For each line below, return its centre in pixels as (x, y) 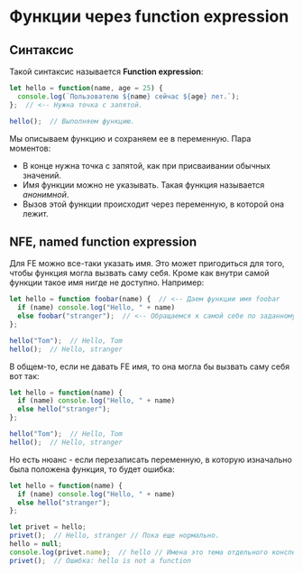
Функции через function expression (149, 17)
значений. (41, 175)
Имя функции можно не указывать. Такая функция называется (143, 185)
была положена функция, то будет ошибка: (92, 469)
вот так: (24, 375)
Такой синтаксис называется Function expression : (106, 71)
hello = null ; (36, 544)
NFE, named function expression (103, 241)
